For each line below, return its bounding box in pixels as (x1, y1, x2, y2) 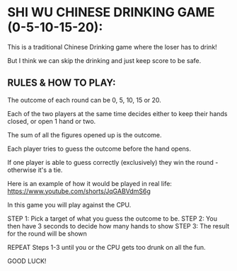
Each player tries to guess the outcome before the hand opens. (7, 144, 192, 153)
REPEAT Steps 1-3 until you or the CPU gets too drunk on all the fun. (7, 243, 207, 251)
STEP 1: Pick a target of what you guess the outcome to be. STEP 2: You (7, 214, 218, 223)
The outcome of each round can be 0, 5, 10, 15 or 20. (7, 96, 161, 104)
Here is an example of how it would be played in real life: (7, 179, 172, 188)
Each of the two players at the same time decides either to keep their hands (7, 109, 228, 117)
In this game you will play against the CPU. (7, 200, 132, 209)
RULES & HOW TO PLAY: (7, 77, 116, 89)
